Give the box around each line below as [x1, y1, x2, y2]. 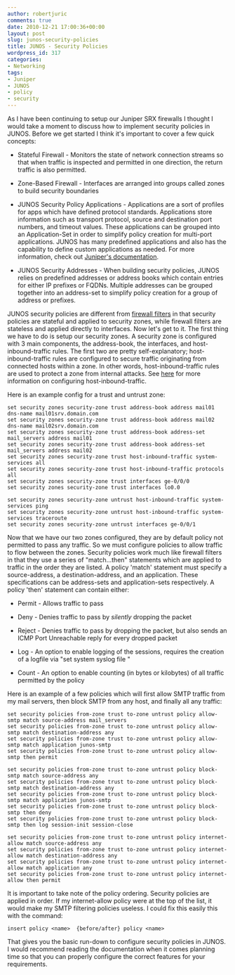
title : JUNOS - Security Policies [7, 43, 109, 50]
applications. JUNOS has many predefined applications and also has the [17, 238, 227, 246]
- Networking [7, 63, 46, 70]
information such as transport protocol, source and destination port [17, 215, 213, 224]
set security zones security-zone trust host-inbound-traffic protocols [7, 465, 224, 472]
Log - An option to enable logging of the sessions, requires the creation [17, 647, 224, 656]
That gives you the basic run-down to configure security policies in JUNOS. [7, 938, 227, 945]
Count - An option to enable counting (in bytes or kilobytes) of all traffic [17, 669, 224, 677]
